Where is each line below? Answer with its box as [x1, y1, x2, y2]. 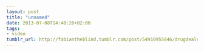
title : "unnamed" [6, 14, 50, 20]
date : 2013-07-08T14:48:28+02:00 [6, 20, 91, 26]
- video [6, 31, 26, 37]
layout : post [6, 8, 39, 15]
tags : [6, 25, 20, 32]
